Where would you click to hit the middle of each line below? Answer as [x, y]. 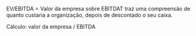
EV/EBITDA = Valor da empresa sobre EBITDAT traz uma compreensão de [98, 9]
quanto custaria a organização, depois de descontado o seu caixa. [90, 15]
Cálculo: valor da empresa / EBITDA [51, 27]
